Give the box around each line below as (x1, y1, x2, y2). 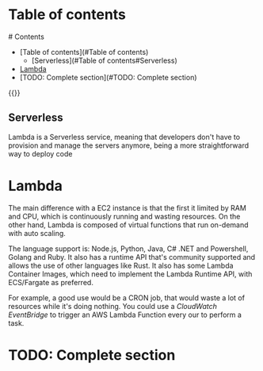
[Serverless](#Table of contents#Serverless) (31, 56, 177, 65)
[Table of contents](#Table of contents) (19, 47, 149, 56)
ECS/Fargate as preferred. (8, 277, 93, 287)
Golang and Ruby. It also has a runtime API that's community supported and (8, 252, 256, 261)
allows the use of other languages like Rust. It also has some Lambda (8, 261, 234, 270)
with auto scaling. (8, 228, 66, 238)
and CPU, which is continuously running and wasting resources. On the (8, 211, 241, 221)
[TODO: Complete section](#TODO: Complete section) (19, 72, 197, 82)
